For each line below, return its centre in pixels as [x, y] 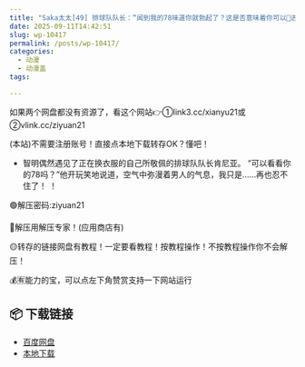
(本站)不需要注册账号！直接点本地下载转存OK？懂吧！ [110, 144]
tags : [20, 77]
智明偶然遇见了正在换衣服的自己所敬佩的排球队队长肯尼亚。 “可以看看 [152, 163]
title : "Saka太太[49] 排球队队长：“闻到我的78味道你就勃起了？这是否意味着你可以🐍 [150, 18]
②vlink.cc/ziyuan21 [47, 124]
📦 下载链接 [42, 314]
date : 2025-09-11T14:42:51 [60, 26]
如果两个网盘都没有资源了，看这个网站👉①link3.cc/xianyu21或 [128, 112]
